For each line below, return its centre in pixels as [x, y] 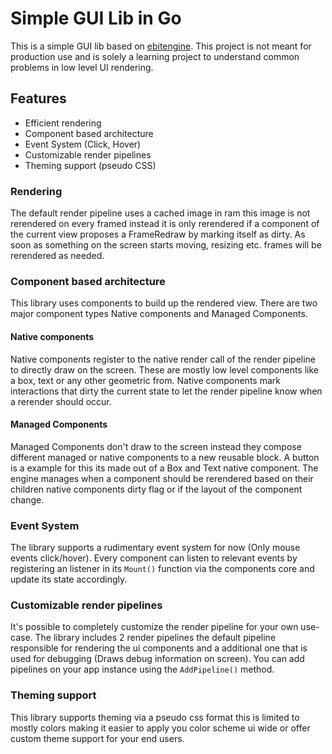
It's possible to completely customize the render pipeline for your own [154, 627]
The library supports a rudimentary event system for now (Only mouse [155, 548]
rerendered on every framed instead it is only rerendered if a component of [165, 224]
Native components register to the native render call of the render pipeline [163, 359]
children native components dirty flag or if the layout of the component [156, 489]
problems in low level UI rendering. [82, 67]
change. [27, 499]
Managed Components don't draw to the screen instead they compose [156, 446]
